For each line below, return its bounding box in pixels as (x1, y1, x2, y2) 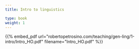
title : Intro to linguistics (5, 7, 64, 12)
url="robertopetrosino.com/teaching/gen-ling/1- (38, 33, 135, 39)
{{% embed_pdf (5, 33, 38, 39)
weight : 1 (5, 20, 25, 25)
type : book (5, 16, 27, 21)
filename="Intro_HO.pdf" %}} (44, 39, 103, 45)
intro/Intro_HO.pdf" (5, 39, 43, 45)
